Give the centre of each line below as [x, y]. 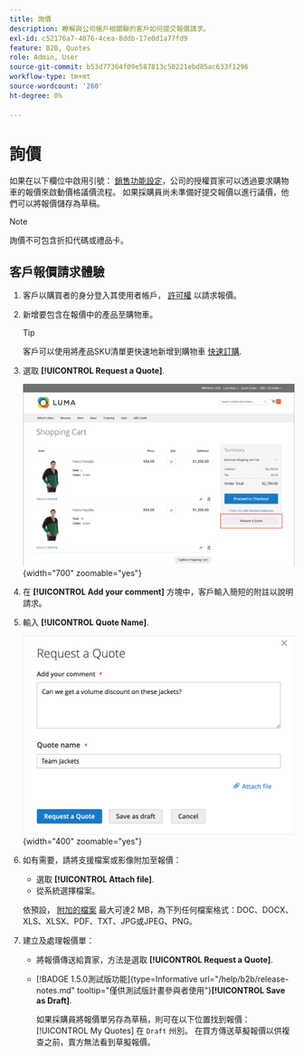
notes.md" [55, 991]
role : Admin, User [44, 58]
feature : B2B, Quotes [50, 48]
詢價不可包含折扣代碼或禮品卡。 [69, 240]
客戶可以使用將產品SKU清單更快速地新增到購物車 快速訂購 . [132, 352]
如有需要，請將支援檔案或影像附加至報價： [102, 860]
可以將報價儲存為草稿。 [61, 203]
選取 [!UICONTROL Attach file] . [95, 879]
